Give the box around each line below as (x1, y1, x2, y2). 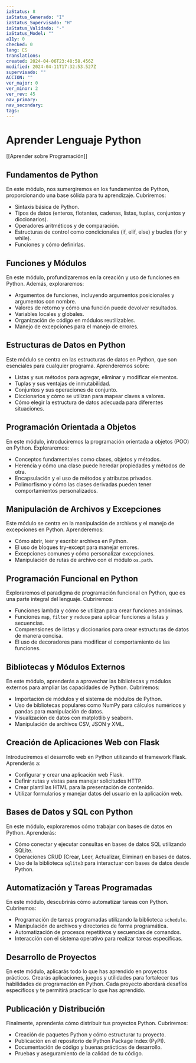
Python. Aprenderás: (6, 829, 57, 836)
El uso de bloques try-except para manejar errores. (14, 544, 139, 551)
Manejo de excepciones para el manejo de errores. (14, 323, 139, 330)
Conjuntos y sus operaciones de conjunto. (14, 386, 118, 393)
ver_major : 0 (6, 80, 38, 86)
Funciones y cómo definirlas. (14, 241, 86, 248)
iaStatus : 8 (6, 8, 35, 15)
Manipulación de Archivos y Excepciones (6, 504, 161, 514)
